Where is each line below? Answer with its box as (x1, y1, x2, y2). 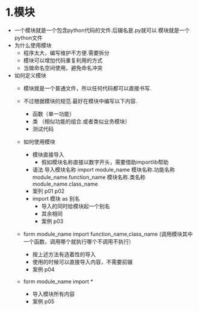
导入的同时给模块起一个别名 (41, 203, 111, 210)
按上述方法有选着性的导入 (32, 251, 96, 258)
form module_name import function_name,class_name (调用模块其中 (23, 230, 193, 237)
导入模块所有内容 (32, 290, 75, 297)
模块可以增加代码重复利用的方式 (23, 57, 103, 64)
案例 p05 (32, 298, 55, 305)
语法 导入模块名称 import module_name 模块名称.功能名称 (32, 166, 176, 173)
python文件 (14, 34, 43, 41)
